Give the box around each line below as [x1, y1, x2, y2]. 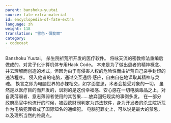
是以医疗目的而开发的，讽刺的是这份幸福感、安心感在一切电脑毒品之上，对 [9, 87, 166, 93]
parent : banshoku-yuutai [5, 7, 58, 13]
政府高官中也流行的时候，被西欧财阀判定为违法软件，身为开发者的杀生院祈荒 [5, 100, 166, 106]
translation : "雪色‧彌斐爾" [5, 31, 63, 36]
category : [5, 36, 26, 41]
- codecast [5, 41, 28, 46]
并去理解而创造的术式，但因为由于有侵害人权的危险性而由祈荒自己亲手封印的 [5, 68, 166, 74]
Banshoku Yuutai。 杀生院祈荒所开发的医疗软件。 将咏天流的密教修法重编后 [5, 55, 164, 61]
